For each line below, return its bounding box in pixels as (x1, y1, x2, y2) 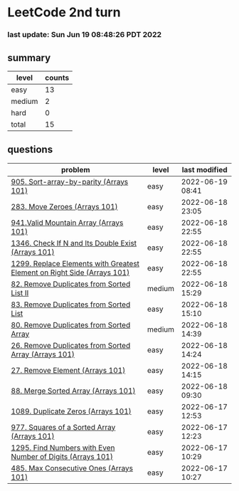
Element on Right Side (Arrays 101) (11, 268, 130, 278)
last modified (181, 164, 228, 174)
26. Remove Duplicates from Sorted (11, 340, 131, 350)
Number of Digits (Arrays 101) (11, 451, 114, 461)
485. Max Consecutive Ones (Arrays (11, 463, 134, 473)
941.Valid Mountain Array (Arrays (11, 218, 124, 228)
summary (7, 51, 51, 64)
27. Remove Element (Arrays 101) (11, 365, 126, 375)
